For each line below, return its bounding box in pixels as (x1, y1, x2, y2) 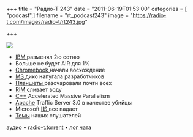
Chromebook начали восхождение (15, 67, 105, 73)
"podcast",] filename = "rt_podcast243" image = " (6, 12, 133, 19)
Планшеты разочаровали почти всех (15, 80, 112, 86)
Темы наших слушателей (15, 112, 81, 119)
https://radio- (132, 12, 167, 19)
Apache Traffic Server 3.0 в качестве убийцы (15, 99, 132, 106)
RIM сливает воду (15, 86, 62, 93)
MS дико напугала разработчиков (15, 73, 104, 80)
